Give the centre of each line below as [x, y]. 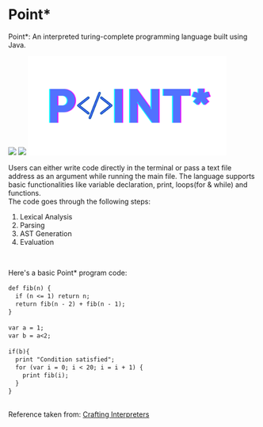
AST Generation [46, 233]
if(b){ [19, 351]
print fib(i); [46, 375]
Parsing [32, 225]
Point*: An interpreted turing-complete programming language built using [128, 36]
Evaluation [37, 242]
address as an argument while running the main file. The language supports [131, 176]
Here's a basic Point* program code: [68, 273]
